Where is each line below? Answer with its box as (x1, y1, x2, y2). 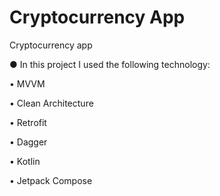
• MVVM (9, 77, 46, 90)
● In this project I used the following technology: (9, 58, 211, 70)
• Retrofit (9, 116, 47, 128)
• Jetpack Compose (9, 174, 93, 186)
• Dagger (9, 136, 48, 148)
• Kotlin (9, 155, 41, 167)
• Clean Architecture (9, 97, 94, 109)
